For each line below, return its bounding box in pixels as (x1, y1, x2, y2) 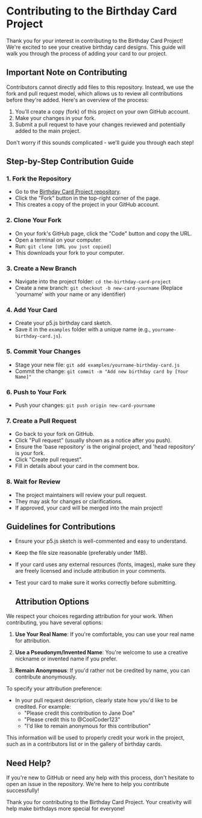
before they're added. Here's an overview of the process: (6, 96, 149, 103)
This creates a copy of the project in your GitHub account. (14, 201, 160, 208)
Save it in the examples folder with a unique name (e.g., (14, 326, 151, 333)
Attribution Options (14, 596, 89, 607)
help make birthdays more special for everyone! (6, 805, 125, 812)
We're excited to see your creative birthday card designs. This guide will (6, 43, 186, 51)
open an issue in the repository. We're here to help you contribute (6, 780, 169, 787)
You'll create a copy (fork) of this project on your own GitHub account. (14, 107, 190, 115)
